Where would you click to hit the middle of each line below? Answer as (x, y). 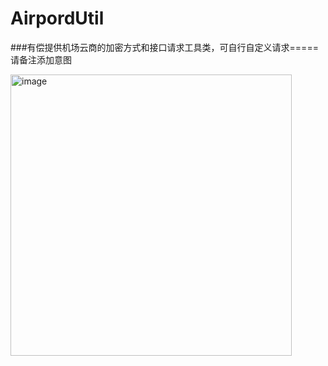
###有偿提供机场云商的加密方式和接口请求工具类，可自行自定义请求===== (164, 47)
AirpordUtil (57, 18)
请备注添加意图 (41, 59)
